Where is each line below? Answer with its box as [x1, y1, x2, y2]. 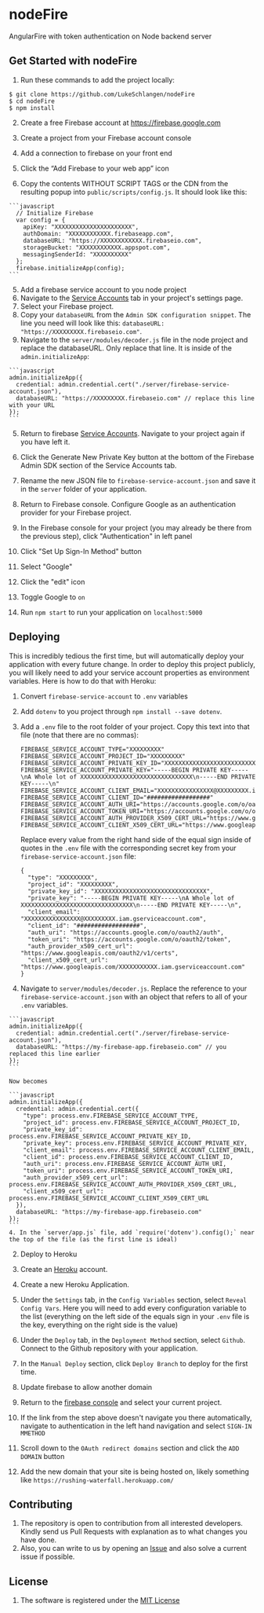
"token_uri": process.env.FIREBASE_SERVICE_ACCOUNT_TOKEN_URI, [23, 1167, 234, 1175]
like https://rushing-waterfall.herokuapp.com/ [20, 1475, 175, 1484]
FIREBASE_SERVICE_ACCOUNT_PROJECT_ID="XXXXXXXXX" [20, 752, 186, 760]
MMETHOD [20, 1429, 45, 1437]
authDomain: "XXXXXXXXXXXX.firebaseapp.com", [23, 229, 175, 237]
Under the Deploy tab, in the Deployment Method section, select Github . [20, 1335, 246, 1344]
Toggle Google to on [20, 592, 85, 602]
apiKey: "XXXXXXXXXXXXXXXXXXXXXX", [23, 222, 139, 231]
